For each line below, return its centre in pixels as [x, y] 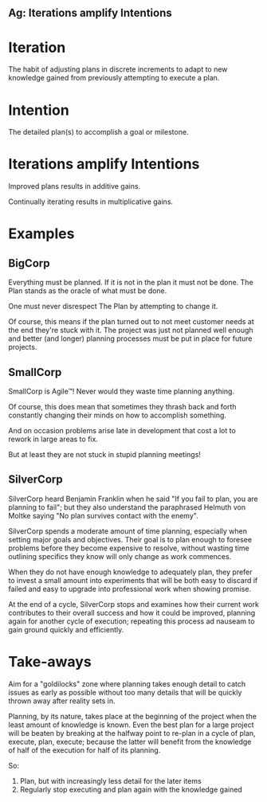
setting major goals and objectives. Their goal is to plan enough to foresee [130, 539]
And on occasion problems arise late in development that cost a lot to [122, 431]
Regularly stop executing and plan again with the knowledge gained [131, 789]
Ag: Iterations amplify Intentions [90, 13]
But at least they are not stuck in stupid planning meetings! [105, 455]
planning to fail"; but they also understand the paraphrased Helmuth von [127, 507]
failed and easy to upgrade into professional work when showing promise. [130, 589]
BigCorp [29, 263]
